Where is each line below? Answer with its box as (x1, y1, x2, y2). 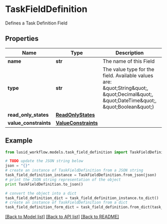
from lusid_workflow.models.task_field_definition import (5, 150, 128, 155)
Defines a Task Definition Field (5, 20, 68, 26)
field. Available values (102, 72, 154, 79)
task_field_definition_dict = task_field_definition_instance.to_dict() (5, 196, 159, 201)
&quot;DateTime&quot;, (102, 97, 157, 104)
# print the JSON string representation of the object (5, 177, 121, 182)
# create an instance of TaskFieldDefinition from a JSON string (5, 168, 143, 173)
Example (5, 136, 33, 145)
